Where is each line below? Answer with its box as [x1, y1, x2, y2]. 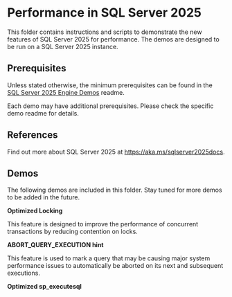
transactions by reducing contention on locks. [7, 227, 139, 236]
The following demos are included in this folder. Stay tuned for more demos [7, 186, 223, 195]
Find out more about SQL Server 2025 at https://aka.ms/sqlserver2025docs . [7, 147, 225, 156]
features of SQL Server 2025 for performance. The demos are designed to [7, 35, 220, 43]
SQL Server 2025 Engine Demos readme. [7, 88, 125, 96]
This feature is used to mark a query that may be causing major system [7, 254, 211, 262]
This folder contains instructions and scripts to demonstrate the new [7, 28, 202, 36]
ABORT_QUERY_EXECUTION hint [7, 241, 104, 249]
